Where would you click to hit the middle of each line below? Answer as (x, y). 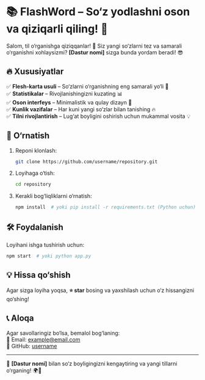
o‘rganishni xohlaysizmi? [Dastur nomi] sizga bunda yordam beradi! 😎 (95, 52)
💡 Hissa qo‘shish (39, 275)
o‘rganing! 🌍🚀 (24, 370)
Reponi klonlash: (36, 150)
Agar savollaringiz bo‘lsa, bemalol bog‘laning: (63, 333)
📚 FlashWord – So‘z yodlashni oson (98, 12)
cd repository (33, 185)
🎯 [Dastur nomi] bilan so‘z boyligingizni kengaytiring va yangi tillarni (92, 364)
